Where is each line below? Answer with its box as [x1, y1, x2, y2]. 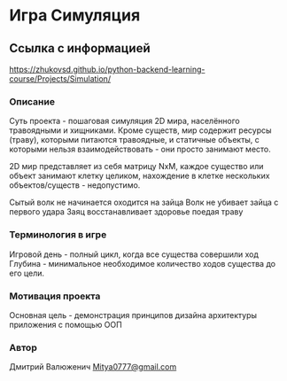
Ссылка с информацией [9, 41, 151, 56]
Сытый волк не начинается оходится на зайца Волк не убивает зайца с [9, 197, 279, 208]
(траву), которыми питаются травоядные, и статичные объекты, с [9, 135, 260, 145]
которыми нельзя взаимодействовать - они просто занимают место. [9, 144, 272, 155]
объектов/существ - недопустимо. [9, 180, 141, 190]
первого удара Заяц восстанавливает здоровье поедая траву [9, 206, 244, 217]
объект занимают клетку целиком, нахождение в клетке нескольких [9, 170, 270, 182]
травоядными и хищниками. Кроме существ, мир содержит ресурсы [9, 125, 272, 136]
